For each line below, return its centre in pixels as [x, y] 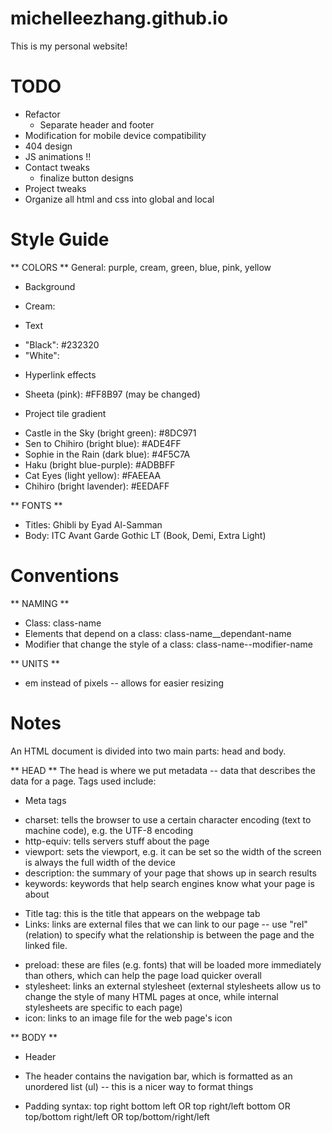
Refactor [42, 114]
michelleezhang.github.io [119, 18]
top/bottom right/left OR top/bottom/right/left [117, 1116]
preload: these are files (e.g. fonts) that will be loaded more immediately [173, 964]
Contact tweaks [57, 167]
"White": [42, 355]
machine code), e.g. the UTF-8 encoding [109, 830]
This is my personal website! [69, 46]
